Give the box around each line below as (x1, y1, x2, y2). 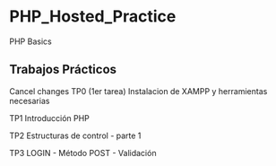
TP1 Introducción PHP (9, 112, 90, 123)
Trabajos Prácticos (9, 62, 117, 77)
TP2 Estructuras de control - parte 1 (9, 130, 142, 141)
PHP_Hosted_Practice (9, 6, 177, 27)
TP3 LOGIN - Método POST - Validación (9, 147, 157, 158)
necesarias (9, 95, 50, 106)
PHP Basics (9, 36, 52, 47)
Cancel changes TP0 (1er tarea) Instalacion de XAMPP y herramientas (9, 85, 268, 96)
